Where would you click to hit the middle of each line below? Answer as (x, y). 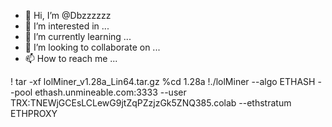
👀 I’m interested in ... (67, 26)
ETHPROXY (34, 113)
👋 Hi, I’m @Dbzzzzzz (68, 15)
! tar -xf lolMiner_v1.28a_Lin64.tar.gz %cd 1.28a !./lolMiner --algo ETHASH (163, 81)
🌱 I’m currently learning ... (78, 36)
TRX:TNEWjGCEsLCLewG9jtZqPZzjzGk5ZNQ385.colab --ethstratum (151, 103)
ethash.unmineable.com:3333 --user (110, 92)
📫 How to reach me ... (71, 58)
